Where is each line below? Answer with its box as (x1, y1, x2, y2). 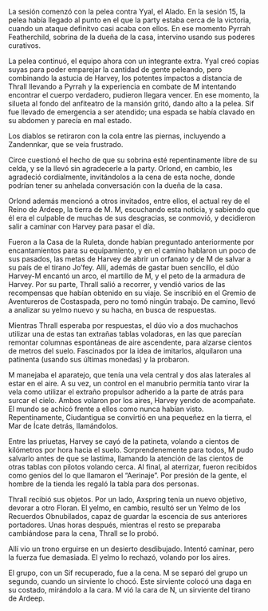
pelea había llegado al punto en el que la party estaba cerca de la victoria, (8, 15, 251, 25)
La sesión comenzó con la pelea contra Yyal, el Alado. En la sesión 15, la (8, 7, 246, 16)
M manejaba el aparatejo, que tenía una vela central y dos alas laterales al (8, 370, 251, 379)
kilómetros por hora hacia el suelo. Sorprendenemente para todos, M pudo (8, 445, 254, 454)
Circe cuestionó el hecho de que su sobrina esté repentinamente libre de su (8, 155, 258, 165)
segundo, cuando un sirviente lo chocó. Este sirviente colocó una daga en (8, 577, 252, 586)
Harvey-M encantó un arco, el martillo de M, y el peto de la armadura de (8, 271, 246, 281)
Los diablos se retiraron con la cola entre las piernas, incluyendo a (8, 131, 226, 141)
